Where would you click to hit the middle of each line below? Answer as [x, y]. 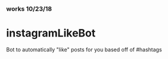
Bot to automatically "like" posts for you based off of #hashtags [84, 50]
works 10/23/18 [29, 9]
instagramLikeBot [51, 33]
